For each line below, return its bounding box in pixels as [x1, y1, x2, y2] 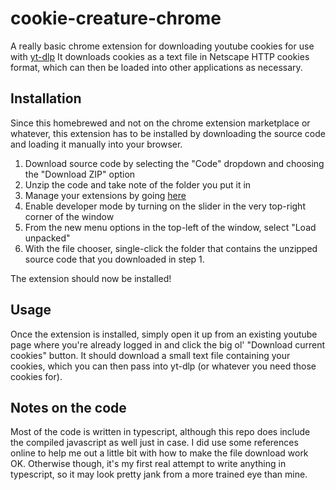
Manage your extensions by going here [24, 189, 187, 201]
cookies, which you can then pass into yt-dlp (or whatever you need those [10, 360, 317, 372]
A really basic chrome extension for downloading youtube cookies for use [10, 40, 315, 52]
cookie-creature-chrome [10, 7, 222, 30]
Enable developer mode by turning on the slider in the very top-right [24, 200, 306, 212]
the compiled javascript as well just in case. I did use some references [10, 437, 299, 449]
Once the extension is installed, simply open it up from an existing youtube [10, 328, 318, 340]
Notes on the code [10, 399, 127, 416]
